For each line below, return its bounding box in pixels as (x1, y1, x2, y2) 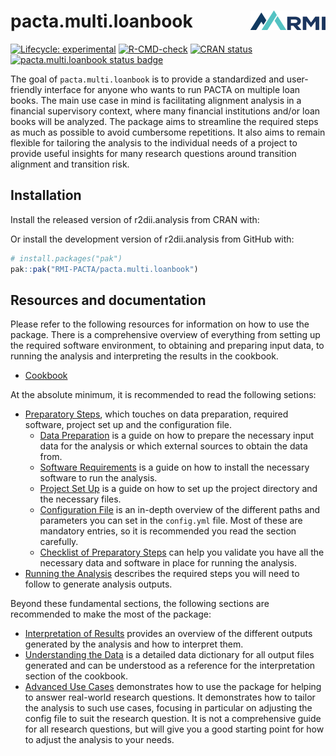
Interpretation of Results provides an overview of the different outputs (24, 628, 313, 640)
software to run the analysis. (39, 472, 158, 484)
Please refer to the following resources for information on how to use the (10, 318, 310, 330)
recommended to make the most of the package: (10, 608, 212, 620)
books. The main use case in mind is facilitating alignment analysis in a (10, 94, 302, 106)
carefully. (39, 536, 79, 548)
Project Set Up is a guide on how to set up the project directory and (39, 483, 318, 495)
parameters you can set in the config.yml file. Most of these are (39, 515, 303, 527)
